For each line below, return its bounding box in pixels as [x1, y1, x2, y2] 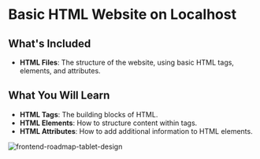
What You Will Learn [8, 89, 110, 102]
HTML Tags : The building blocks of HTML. [19, 109, 158, 119]
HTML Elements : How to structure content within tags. [19, 118, 198, 128]
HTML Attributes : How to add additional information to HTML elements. [19, 126, 254, 135]
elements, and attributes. [19, 66, 101, 76]
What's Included [8, 37, 91, 50]
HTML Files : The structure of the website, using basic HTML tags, [19, 57, 235, 67]
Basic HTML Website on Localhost [8, 6, 237, 24]
